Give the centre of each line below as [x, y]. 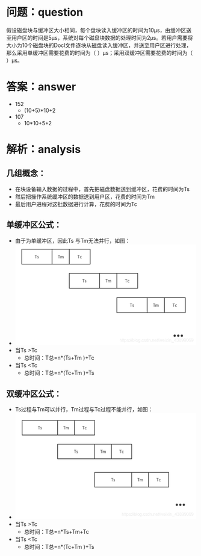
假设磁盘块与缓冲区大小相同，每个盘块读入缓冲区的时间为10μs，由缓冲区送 [99, 30]
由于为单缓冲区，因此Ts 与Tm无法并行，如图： [73, 240]
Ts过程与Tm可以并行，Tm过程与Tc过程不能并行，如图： [84, 410]
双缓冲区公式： [34, 394]
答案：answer [41, 87]
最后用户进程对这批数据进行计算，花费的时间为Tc [76, 204]
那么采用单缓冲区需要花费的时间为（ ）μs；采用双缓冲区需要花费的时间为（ [100, 52]
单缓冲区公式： [34, 225]
